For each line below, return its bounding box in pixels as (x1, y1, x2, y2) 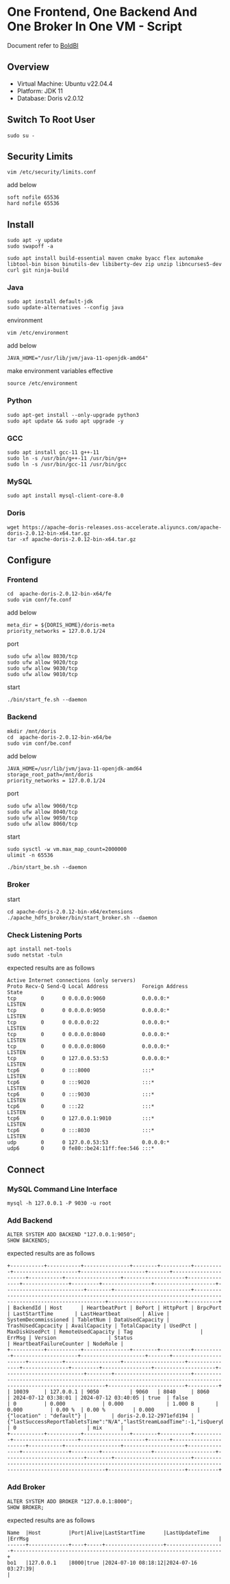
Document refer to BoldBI (7, 41, 79, 49)
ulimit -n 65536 (7, 852, 53, 859)
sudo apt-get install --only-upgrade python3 (7, 411, 139, 418)
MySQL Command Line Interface (7, 1184, 118, 1194)
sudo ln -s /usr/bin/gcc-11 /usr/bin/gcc (7, 461, 127, 468)
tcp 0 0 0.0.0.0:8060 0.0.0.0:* (7, 1043, 170, 1050)
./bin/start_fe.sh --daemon (7, 697, 88, 704)
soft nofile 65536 (7, 194, 60, 201)
